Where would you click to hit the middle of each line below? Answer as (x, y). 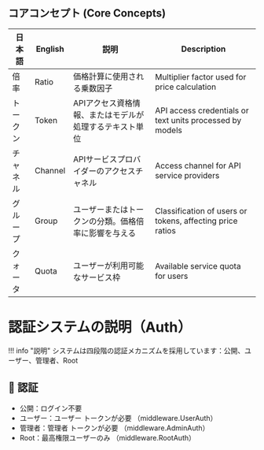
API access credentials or (202, 110)
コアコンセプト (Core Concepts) (87, 13)
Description (203, 49)
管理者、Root (57, 360)
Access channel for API (198, 165)
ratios (165, 230)
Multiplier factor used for (200, 76)
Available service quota (198, 266)
